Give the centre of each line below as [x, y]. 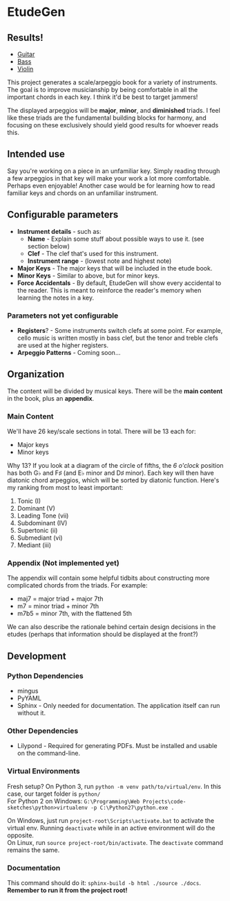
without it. [31, 713]
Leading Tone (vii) [43, 516]
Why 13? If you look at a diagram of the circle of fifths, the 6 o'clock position [115, 466]
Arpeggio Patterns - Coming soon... [69, 352]
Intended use [36, 154]
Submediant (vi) [40, 538]
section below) [49, 246]
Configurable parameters [63, 215]
